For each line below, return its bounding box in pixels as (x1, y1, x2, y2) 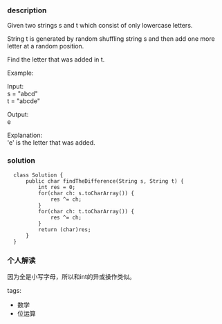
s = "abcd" (7, 89, 38, 98)
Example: (7, 69, 34, 78)
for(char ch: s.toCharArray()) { (37, 190, 135, 197)
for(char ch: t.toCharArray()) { (37, 208, 135, 215)
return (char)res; (37, 226, 91, 233)
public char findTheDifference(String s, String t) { (25, 177, 185, 185)
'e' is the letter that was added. (7, 138, 95, 147)
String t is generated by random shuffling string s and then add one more (7, 35, 216, 43)
